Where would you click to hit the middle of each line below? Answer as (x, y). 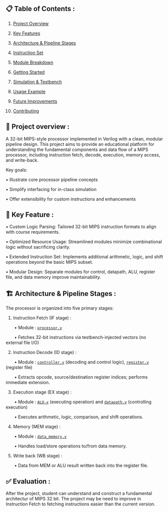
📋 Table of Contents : (40, 9)
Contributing (26, 111)
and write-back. (22, 160)
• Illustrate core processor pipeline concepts (52, 180)
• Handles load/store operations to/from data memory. (70, 446)
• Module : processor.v (38, 327)
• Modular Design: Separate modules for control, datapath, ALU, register (80, 272)
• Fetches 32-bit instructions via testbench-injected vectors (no (80, 337)
